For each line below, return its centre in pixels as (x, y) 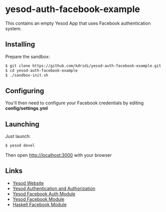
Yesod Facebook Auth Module (44, 194)
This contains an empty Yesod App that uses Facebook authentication (78, 23)
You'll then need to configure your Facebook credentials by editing (74, 103)
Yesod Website (28, 183)
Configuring (25, 91)
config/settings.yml (26, 108)
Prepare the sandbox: (28, 56)
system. (13, 28)
